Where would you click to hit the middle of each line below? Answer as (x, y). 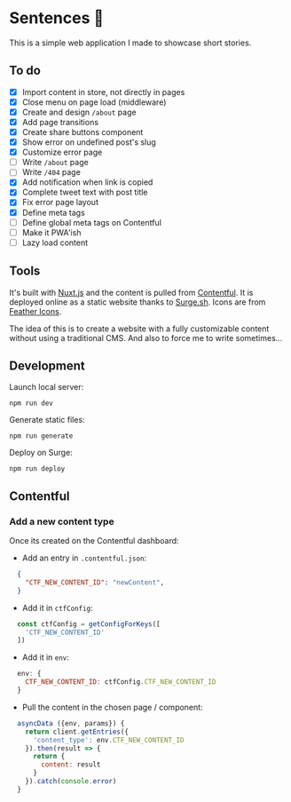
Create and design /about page (79, 112)
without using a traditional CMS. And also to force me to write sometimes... (146, 337)
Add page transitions (60, 122)
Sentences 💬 (57, 18)
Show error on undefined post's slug (89, 142)
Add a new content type (62, 521)
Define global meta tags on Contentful (92, 222)
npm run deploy (37, 469)
